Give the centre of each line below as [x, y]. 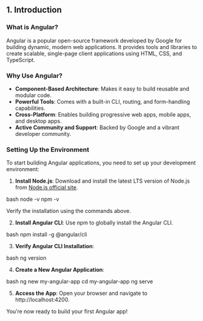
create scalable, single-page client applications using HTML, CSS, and [94, 53]
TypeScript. [21, 59]
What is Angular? [32, 27]
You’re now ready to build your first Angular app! [67, 311]
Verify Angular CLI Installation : [55, 246]
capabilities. [30, 108]
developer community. [43, 133]
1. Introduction [34, 10]
